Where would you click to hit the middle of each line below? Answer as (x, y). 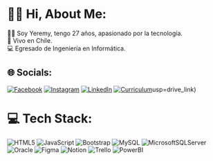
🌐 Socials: (30, 73)
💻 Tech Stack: (50, 119)
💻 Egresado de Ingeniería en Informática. (66, 48)
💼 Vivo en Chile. (30, 40)
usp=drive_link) (174, 89)
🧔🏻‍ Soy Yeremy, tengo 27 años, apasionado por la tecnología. (95, 33)
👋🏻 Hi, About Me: (57, 14)
